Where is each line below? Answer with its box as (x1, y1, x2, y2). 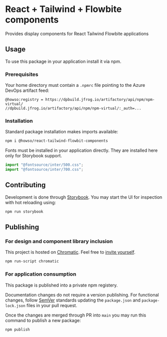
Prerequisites (5, 71, 38, 78)
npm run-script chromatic (5, 259, 59, 264)
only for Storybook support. (5, 153, 62, 159)
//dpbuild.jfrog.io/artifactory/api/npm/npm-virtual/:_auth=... (5, 106, 142, 111)
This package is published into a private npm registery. (5, 282, 118, 288)
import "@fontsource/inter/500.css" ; (5, 162, 84, 168)
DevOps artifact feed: (5, 87, 49, 93)
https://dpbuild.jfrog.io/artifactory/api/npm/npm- (45, 97, 155, 102)
